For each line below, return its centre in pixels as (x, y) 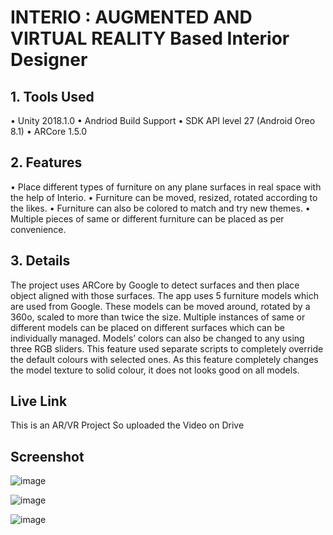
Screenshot (47, 456)
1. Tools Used (52, 96)
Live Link (39, 401)
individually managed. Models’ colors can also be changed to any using (157, 338)
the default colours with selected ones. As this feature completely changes (164, 359)
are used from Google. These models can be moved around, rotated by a (160, 306)
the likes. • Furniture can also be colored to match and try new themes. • (160, 208)
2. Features (46, 162)
